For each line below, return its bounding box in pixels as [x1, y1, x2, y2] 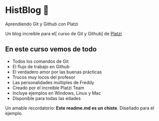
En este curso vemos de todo [5, 45, 97, 54]
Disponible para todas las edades [12, 95, 81, 101]
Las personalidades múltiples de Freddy [12, 79, 94, 85]
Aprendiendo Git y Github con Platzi [5, 21, 79, 27]
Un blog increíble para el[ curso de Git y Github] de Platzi [5, 30, 122, 36]
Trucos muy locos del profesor [12, 74, 76, 80]
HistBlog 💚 [5, 4, 49, 16]
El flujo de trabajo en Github [12, 63, 70, 69]
